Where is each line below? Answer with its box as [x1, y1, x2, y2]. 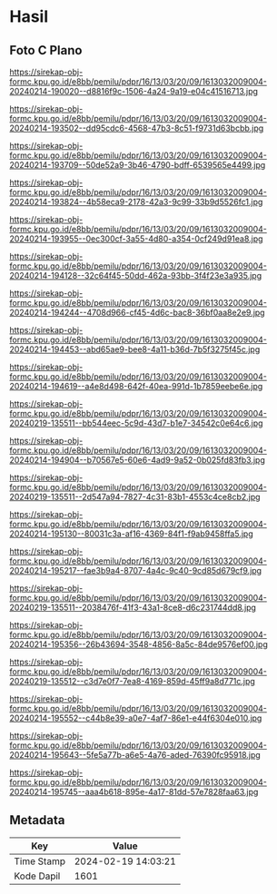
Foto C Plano [9, 43, 83, 58]
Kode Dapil [14, 869, 61, 882]
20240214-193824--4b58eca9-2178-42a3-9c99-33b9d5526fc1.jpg [9, 197, 263, 207]
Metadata [9, 812, 65, 828]
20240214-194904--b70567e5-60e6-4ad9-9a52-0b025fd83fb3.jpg [9, 455, 265, 465]
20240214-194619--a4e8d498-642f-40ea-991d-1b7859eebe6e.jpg [9, 381, 263, 391]
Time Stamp [14, 855, 66, 868]
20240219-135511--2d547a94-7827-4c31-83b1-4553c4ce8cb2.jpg [9, 492, 261, 502]
